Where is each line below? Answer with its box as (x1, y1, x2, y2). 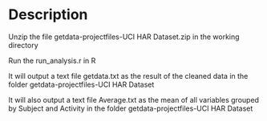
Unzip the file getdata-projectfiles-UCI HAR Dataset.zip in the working (8, 32, 240, 41)
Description (8, 6, 88, 24)
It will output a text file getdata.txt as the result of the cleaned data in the (8, 71, 249, 80)
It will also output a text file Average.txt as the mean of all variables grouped (8, 95, 259, 104)
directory (8, 40, 38, 49)
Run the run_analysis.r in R (8, 56, 96, 65)
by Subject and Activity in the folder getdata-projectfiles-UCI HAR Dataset (8, 103, 253, 113)
